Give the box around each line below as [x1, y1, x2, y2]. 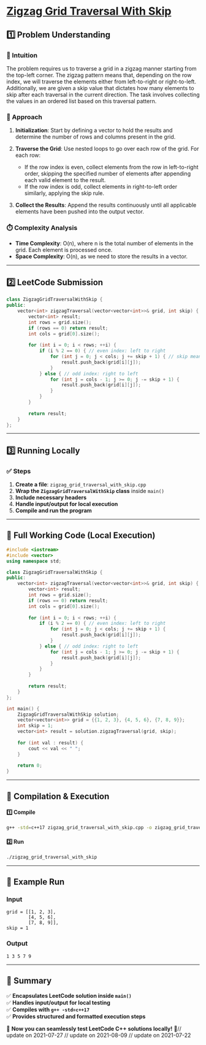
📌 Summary [6, 976, 52, 986]
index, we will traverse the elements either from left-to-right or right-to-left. [6, 78, 196, 85]
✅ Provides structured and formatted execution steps [6, 1012, 146, 1020]
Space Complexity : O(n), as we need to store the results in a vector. [15, 253, 188, 260]
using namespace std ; [6, 558, 62, 564]
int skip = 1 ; [17, 722, 53, 729]
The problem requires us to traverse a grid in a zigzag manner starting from [6, 64, 197, 72]
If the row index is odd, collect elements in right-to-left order [24, 183, 178, 191]
